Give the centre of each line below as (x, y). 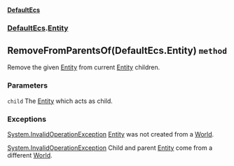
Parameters (27, 85)
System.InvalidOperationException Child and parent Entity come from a (110, 148)
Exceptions (27, 119)
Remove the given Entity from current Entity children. (84, 67)
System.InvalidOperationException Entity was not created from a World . (111, 134)
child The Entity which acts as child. (60, 101)
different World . (30, 155)
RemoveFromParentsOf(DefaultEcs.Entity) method (117, 50)
